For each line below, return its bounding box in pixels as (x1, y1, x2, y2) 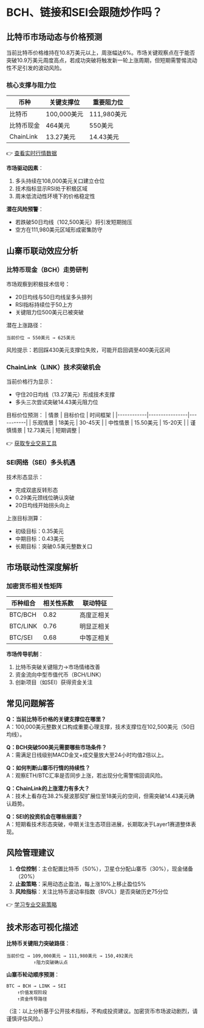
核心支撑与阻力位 (6, 80, 56, 89)
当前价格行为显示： (6, 378, 55, 385)
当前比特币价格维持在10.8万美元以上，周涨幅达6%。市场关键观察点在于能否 (6, 49, 195, 56)
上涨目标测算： (6, 514, 44, 521)
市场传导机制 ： (6, 650, 44, 658)
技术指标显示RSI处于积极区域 (15, 185, 88, 192)
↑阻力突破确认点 (33, 959, 68, 965)
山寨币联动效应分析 (6, 245, 78, 256)
